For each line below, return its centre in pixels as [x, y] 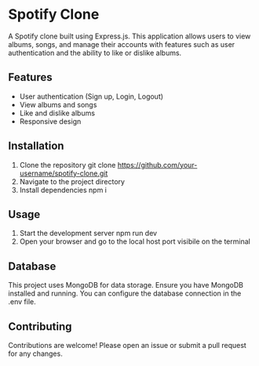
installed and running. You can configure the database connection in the [125, 294]
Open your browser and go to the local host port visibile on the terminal [135, 241]
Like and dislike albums [57, 113]
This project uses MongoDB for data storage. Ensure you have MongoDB [126, 285]
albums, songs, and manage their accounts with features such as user [122, 44]
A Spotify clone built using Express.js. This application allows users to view [129, 36]
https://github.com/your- [157, 165]
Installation [36, 146]
